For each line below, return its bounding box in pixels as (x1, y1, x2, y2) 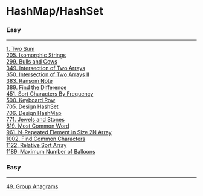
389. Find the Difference (6, 83, 67, 91)
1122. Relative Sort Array (6, 142, 67, 149)
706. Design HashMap (6, 109, 62, 117)
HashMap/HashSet (6, 4, 104, 18)
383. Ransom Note (6, 77, 53, 85)
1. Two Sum (6, 45, 35, 53)
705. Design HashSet (6, 103, 59, 110)
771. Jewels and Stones (6, 116, 65, 123)
